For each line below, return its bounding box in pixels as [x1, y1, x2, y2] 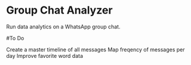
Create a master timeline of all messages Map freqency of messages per [6, 45, 185, 53]
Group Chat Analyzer [6, 4, 113, 17]
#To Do [6, 34, 24, 41]
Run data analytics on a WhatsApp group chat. [6, 23, 121, 30]
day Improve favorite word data [6, 52, 84, 59]
